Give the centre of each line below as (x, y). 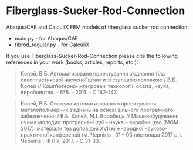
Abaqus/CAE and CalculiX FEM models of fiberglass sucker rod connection (97, 27)
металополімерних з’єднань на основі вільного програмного (97, 110)
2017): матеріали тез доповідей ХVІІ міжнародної (82, 128)
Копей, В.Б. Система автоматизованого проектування (88, 103)
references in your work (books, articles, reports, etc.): (72, 62)
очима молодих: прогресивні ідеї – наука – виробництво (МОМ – (101, 122)
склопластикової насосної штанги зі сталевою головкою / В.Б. (99, 80)
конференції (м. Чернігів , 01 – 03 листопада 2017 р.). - (118, 134)
